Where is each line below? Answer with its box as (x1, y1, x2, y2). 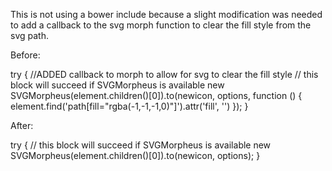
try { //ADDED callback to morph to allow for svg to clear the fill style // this (10, 69, 319, 80)
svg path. (10, 30, 49, 41)
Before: (10, 49, 41, 61)
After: (10, 120, 34, 131)
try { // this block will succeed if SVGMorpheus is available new (10, 139, 272, 151)
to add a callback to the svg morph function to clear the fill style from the (10, 19, 312, 31)
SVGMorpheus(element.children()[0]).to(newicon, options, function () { (10, 90, 303, 101)
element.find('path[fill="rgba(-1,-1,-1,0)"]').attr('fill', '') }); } (10, 100, 249, 112)
